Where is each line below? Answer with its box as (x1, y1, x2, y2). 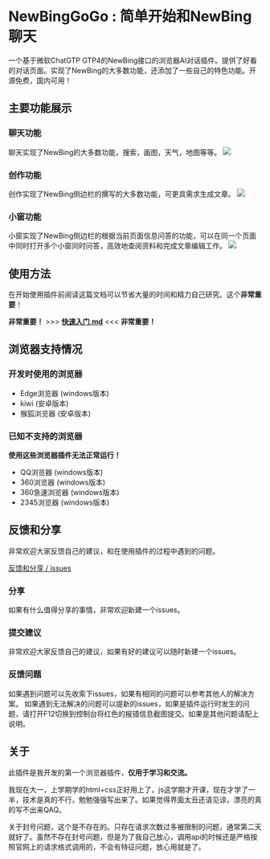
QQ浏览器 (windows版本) (19, 468, 104, 477)
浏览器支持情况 (8, 342, 83, 356)
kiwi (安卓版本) (19, 399, 69, 408)
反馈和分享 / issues (8, 563, 72, 573)
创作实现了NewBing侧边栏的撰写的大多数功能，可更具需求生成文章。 (8, 189, 235, 198)
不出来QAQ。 (22, 804, 67, 814)
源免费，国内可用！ (8, 76, 72, 85)
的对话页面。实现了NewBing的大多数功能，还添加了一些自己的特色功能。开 (8, 65, 257, 75)
